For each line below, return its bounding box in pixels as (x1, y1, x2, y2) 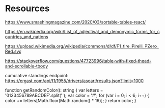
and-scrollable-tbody (5, 63, 48, 69)
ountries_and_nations (5, 34, 48, 40)
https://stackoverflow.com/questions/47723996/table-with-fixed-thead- (5, 58, 152, 64)
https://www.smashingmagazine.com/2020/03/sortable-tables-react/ (5, 19, 146, 25)
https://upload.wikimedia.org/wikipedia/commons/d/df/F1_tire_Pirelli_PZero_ (5, 43, 159, 49)
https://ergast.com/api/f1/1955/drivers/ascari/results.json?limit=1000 (5, 78, 144, 84)
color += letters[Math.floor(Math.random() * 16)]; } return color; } (5, 97, 137, 103)
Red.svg (5, 48, 22, 54)
